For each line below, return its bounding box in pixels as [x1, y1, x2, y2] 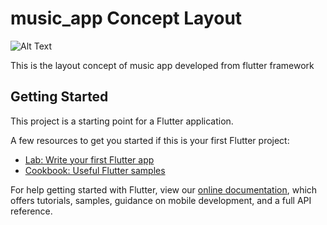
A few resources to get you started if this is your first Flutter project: [10, 134, 290, 146]
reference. [10, 205, 53, 217]
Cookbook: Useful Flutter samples [24, 164, 166, 176]
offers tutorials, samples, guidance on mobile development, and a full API [10, 194, 312, 206]
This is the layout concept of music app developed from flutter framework [10, 59, 315, 71]
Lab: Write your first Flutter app [24, 153, 155, 166]
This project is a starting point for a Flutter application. [10, 115, 234, 127]
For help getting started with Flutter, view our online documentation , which [10, 183, 318, 196]
